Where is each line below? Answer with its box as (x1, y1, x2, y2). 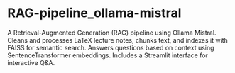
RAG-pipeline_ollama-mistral (7, 5, 182, 21)
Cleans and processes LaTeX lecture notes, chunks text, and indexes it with (7, 35, 229, 44)
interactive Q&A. (7, 58, 55, 67)
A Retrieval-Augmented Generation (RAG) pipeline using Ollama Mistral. (7, 28, 217, 37)
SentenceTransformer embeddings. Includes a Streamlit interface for (7, 51, 208, 60)
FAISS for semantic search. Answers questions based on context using (7, 43, 214, 52)
